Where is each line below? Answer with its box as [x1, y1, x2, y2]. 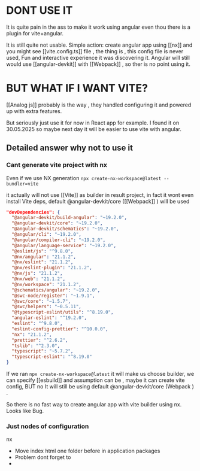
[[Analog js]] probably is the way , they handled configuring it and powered [6, 101, 192, 108]
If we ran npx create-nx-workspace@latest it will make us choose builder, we [6, 370, 195, 378]
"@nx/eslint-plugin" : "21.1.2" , [11, 265, 93, 271]
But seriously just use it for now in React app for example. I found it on [6, 119, 180, 126]
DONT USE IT [6, 4, 73, 17]
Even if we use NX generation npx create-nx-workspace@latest [6, 174, 162, 181]
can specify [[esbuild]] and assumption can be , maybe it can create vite [6, 376, 185, 384]
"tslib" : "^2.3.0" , [11, 342, 60, 349]
